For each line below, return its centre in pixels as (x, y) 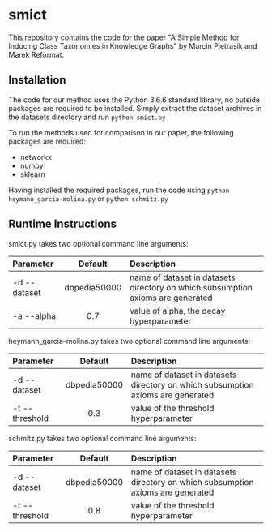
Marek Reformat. (36, 54)
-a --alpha (34, 315)
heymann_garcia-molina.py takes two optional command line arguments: (130, 341)
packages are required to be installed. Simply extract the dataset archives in (135, 108)
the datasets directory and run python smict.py (87, 117)
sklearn (33, 174)
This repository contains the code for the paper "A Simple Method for (124, 37)
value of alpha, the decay (177, 311)
